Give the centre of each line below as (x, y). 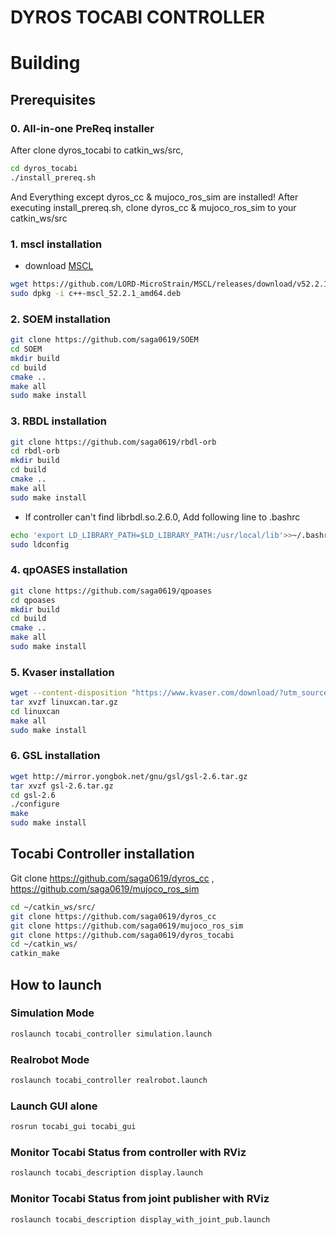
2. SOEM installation (60, 319)
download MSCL (59, 266)
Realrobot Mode (50, 1059)
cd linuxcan (35, 711)
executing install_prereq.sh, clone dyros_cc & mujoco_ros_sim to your (153, 207)
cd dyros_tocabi (44, 169)
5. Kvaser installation (62, 672)
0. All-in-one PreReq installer (82, 128)
